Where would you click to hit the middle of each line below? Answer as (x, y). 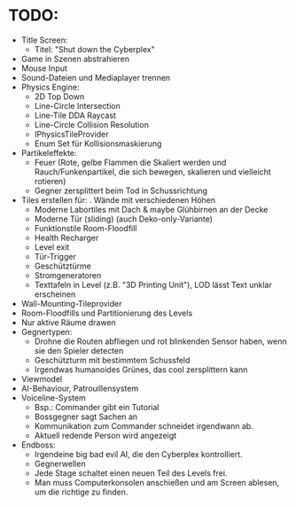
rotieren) (50, 181)
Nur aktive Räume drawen (68, 322)
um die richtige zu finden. (81, 492)
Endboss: (38, 445)
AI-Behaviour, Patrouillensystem (80, 388)
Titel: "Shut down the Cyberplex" (95, 49)
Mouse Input (44, 68)
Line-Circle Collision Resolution (92, 124)
